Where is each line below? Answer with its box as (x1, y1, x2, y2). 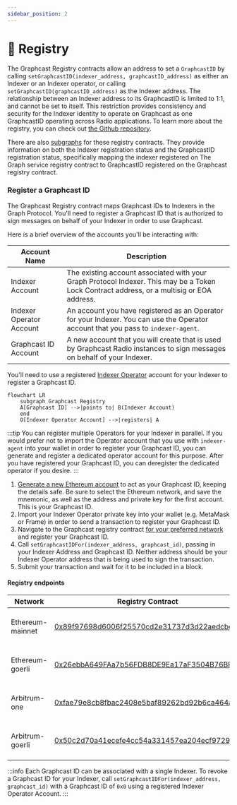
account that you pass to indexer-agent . (66, 323, 200, 333)
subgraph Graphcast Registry (20, 398, 106, 405)
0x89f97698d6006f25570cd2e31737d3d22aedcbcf (54, 622, 236, 632)
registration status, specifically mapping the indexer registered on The (7, 153, 212, 161)
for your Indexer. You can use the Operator (66, 314, 208, 324)
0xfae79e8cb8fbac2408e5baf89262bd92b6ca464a (54, 698, 233, 708)
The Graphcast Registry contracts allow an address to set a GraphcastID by (7, 64, 225, 73)
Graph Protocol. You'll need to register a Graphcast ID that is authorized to (7, 209, 224, 217)
